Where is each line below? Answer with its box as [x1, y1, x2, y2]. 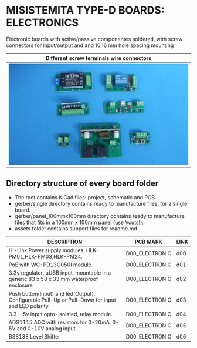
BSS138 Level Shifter [8, 333, 60, 340]
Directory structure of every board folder [6, 178, 159, 188]
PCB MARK [134, 238, 163, 245]
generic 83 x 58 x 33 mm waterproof [8, 276, 98, 283]
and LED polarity [8, 302, 49, 309]
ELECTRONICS [6, 16, 79, 29]
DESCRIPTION [47, 238, 83, 245]
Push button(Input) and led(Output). [8, 290, 96, 297]
